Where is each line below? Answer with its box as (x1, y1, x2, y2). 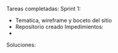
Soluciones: (6, 42, 36, 48)
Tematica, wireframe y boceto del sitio (15, 17, 112, 23)
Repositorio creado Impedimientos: (15, 23, 104, 30)
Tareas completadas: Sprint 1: (6, 5, 81, 12)
